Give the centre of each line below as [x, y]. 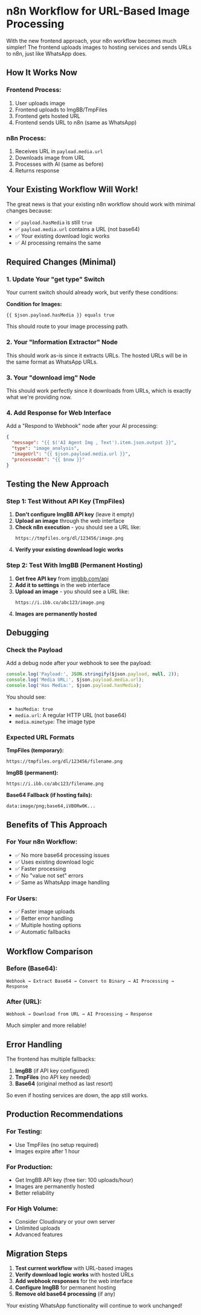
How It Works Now [42, 73]
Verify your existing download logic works [69, 549]
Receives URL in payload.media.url [59, 151]
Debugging [28, 633]
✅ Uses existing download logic [55, 862]
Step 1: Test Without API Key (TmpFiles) [65, 501]
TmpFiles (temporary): [35, 750]
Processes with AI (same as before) [59, 164]
